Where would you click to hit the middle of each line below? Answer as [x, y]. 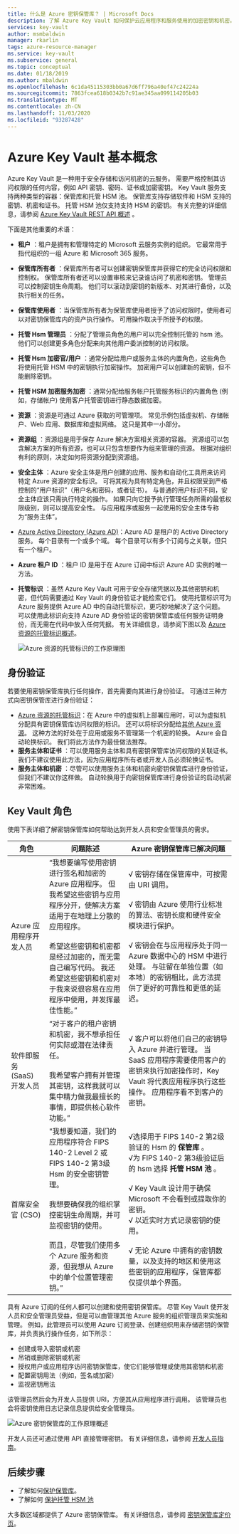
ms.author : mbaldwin [38, 80]
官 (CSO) [26, 1215]
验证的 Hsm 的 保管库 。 [168, 1147]
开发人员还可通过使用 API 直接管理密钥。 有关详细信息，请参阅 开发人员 [113, 1439]
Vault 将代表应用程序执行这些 [177, 1081]
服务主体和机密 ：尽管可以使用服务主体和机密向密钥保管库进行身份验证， [124, 769]
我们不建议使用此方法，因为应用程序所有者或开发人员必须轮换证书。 [117, 760]
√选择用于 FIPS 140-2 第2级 [176, 1137]
